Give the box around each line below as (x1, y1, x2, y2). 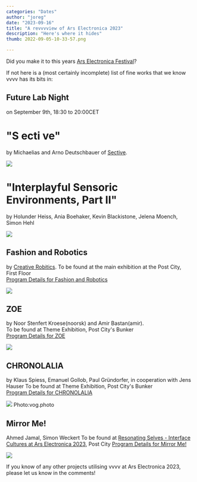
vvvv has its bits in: (6, 75, 53, 82)
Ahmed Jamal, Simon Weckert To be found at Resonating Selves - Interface (6, 434, 191, 441)
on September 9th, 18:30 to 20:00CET (6, 108, 100, 116)
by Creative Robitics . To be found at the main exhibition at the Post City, (6, 263, 182, 270)
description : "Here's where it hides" (6, 31, 102, 37)
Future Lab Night (6, 92, 69, 103)
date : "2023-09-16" (6, 20, 55, 25)
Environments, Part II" (6, 193, 117, 206)
